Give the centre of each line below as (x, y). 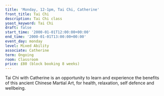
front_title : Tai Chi (27, 14)
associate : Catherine (27, 50)
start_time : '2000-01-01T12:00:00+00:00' (48, 32)
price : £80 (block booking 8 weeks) (42, 64)
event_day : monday (24, 41)
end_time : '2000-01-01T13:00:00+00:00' (46, 37)
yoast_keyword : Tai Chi (29, 23)
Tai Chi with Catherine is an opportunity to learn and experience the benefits (82, 78)
